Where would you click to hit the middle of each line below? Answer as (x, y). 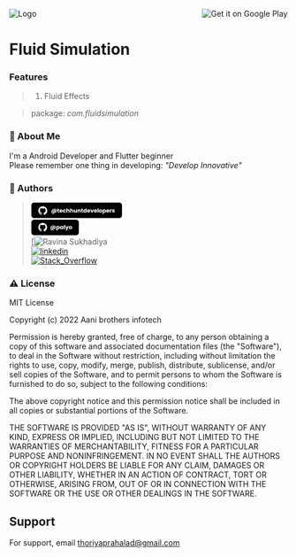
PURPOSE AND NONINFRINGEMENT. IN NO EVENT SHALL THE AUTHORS (145, 456)
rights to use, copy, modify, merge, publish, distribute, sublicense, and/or (142, 365)
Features (29, 77)
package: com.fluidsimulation (85, 113)
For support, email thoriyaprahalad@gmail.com (95, 543)
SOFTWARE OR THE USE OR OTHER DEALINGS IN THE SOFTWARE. (133, 494)
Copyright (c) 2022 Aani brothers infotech (85, 320)
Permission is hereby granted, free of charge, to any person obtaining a (139, 337)
